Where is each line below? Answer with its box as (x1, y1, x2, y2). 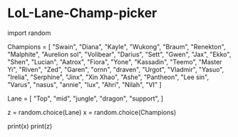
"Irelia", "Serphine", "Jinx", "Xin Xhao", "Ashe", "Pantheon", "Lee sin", (7, 73, 209, 81)
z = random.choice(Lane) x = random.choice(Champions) (7, 108, 177, 116)
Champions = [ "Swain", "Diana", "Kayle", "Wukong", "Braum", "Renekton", (7, 42, 226, 51)
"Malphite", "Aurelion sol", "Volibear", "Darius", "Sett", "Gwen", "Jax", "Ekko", (7, 50, 232, 59)
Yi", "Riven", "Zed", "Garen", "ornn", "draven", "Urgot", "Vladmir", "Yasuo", (7, 65, 224, 73)
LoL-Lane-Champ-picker (7, 5, 157, 21)
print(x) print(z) (7, 121, 53, 130)
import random (7, 29, 51, 37)
